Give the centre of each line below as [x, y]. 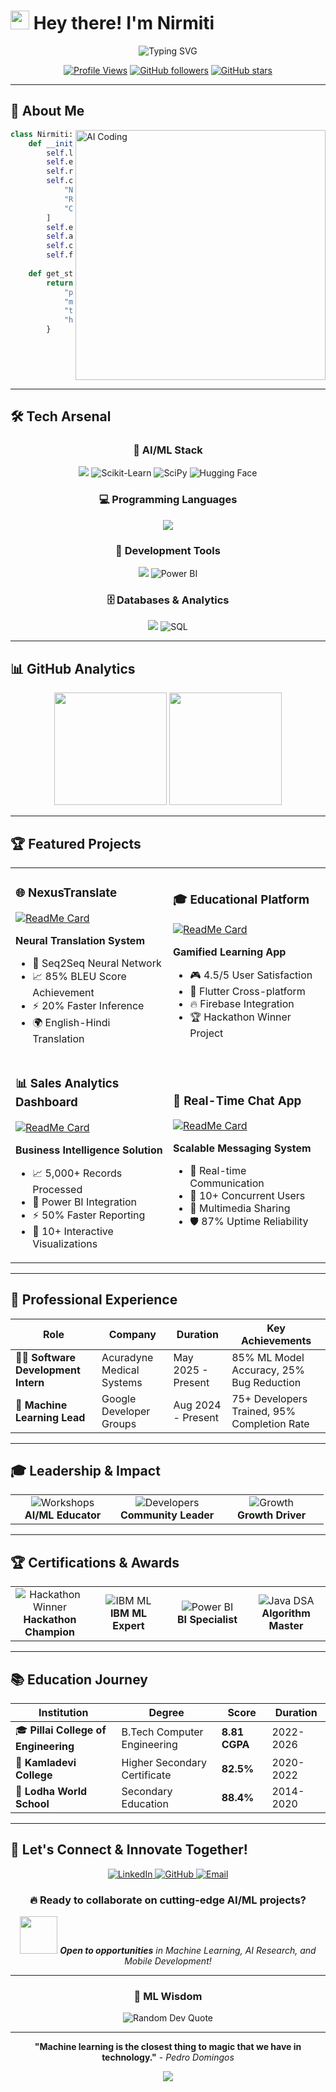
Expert [128, 1626]
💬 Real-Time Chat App [237, 1101]
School [32, 1804]
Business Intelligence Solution [89, 1150]
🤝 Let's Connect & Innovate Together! [129, 1850]
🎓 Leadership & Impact [85, 1471]
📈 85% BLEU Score [79, 976]
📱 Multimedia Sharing [240, 1208]
